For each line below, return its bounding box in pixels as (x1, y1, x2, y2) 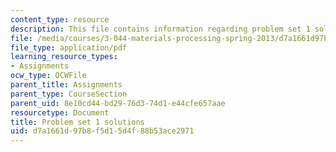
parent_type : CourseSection (10, 89, 128, 99)
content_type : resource (10, 14, 110, 25)
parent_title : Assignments (10, 80, 123, 90)
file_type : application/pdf (10, 42, 128, 53)
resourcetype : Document (10, 107, 110, 118)
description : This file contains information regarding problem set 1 (10, 24, 311, 34)
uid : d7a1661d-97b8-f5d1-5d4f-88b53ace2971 (10, 126, 195, 136)
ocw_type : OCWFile (10, 71, 87, 81)
